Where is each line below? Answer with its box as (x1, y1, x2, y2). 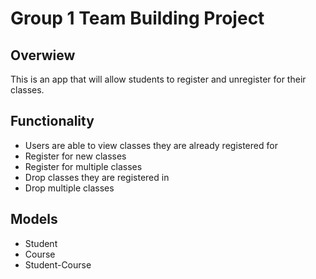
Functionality (10, 113, 95, 130)
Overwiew (10, 47, 76, 64)
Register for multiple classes (24, 160, 143, 172)
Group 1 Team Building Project (10, 7, 265, 30)
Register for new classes (24, 150, 127, 162)
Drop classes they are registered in (24, 171, 170, 183)
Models (10, 211, 58, 228)
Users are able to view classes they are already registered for (24, 139, 278, 151)
